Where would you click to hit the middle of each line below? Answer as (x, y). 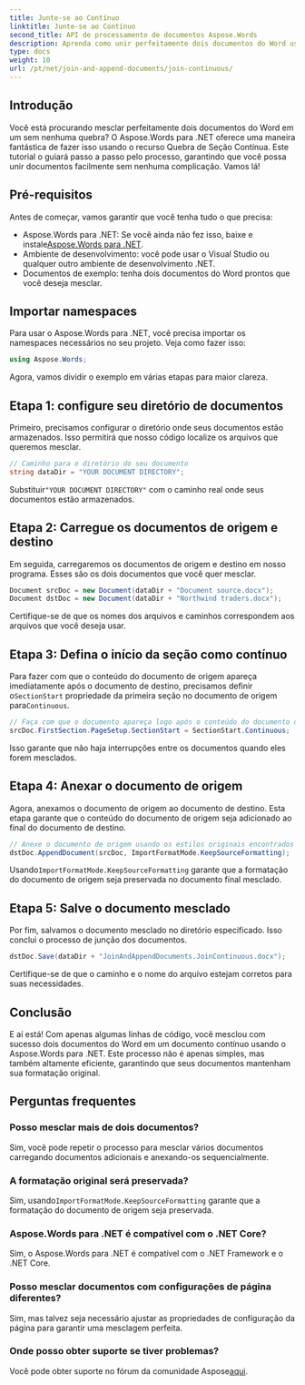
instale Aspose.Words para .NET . (83, 244)
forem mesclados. (43, 758)
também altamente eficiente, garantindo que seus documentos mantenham (150, 1063)
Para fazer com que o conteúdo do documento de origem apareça (133, 677)
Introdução (41, 106)
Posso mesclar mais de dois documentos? (104, 1127)
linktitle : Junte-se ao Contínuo (73, 26)
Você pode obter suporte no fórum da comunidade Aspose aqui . (128, 1370)
